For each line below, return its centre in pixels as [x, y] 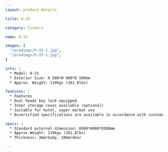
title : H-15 [17, 19]
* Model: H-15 [24, 73]
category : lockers [24, 28]
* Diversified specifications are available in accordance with [78, 115]
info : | [13, 69]
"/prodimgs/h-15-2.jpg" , [35, 55]
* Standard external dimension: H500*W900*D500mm [62, 128]
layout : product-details [31, 10]
